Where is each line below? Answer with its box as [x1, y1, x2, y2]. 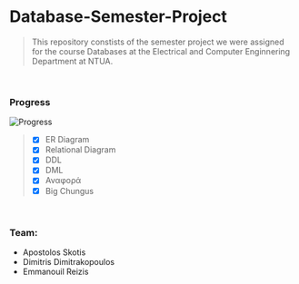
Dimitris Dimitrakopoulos [22, 256, 115, 267]
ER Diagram [45, 134, 90, 145]
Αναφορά [45, 175, 82, 186]
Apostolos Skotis [22, 247, 86, 258]
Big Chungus [45, 185, 94, 196]
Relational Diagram [45, 144, 116, 155]
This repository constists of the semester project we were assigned [31, 36, 284, 47]
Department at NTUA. [31, 55, 114, 66]
